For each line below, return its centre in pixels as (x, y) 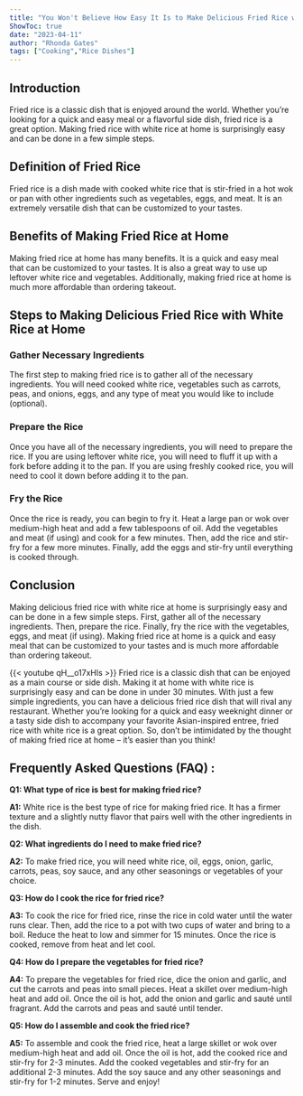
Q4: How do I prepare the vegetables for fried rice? (107, 962)
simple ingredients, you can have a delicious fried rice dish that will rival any (151, 701)
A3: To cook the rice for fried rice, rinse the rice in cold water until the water (151, 916)
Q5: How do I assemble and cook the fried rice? (100, 1026)
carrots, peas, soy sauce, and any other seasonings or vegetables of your (147, 871)
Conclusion (42, 585)
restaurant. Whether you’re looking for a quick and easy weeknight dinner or (151, 711)
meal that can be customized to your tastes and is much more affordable (144, 645)
